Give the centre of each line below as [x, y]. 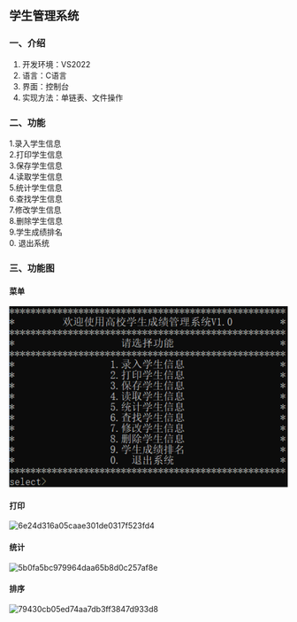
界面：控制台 [45, 86]
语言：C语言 [45, 75]
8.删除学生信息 [36, 220]
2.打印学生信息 [36, 154]
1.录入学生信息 [35, 143]
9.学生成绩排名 [36, 232]
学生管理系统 [44, 16]
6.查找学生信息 [36, 198]
